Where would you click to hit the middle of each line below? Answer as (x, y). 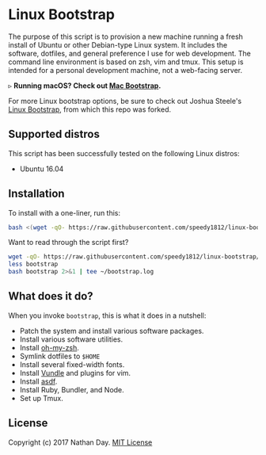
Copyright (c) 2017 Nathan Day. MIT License (80, 442)
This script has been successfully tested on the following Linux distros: (124, 153)
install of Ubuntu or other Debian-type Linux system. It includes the (118, 44)
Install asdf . (38, 381)
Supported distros (54, 134)
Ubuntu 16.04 (42, 169)
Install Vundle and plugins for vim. (75, 373)
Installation (36, 194)
